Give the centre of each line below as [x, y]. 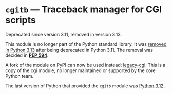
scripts [21, 20]
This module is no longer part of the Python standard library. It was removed [86, 44]
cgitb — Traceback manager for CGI [84, 9]
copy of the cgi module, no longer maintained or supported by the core [80, 70]
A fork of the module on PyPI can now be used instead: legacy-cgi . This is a [85, 65]
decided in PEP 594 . [27, 55]
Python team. [20, 76]
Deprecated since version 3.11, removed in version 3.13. [64, 34]
